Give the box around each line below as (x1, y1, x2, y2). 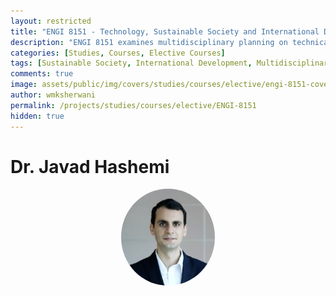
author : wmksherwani (10, 90, 97, 100)
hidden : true (10, 111, 65, 121)
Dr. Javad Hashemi (10, 155, 170, 178)
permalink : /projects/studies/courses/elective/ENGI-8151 (10, 100, 257, 110)
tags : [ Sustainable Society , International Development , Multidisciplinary (10, 58, 333, 69)
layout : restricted (10, 16, 92, 26)
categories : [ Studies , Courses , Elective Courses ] (10, 48, 226, 58)
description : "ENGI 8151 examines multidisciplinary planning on (10, 37, 288, 47)
